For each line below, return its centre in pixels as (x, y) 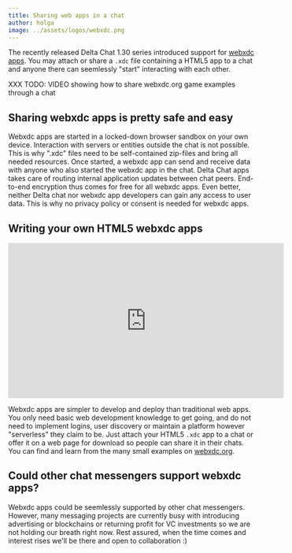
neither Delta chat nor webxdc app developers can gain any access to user (130, 195)
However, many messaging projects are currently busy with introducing (124, 515)
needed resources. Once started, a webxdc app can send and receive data (129, 161)
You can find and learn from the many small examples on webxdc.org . (121, 451)
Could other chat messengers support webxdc (125, 476)
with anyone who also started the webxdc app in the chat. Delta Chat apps (129, 170)
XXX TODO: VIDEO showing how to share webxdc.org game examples (122, 84)
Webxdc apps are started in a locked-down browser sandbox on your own (128, 137)
